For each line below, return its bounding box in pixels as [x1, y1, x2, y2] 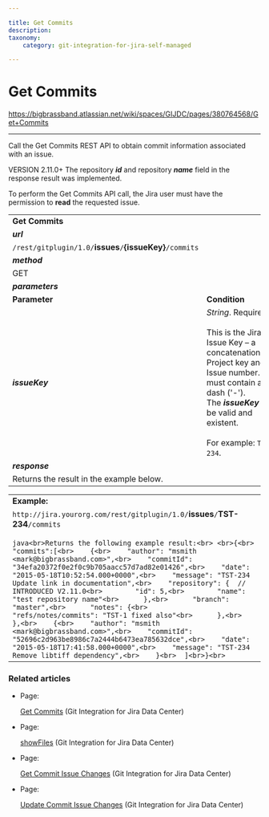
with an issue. [8, 149, 54, 159]
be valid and [207, 407, 253, 418]
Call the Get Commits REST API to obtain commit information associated [8, 141, 246, 151]
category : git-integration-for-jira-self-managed [22, 41, 192, 49]
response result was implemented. [8, 173, 122, 183]
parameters [12, 281, 58, 292]
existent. [207, 417, 239, 429]
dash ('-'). [207, 387, 246, 398]
